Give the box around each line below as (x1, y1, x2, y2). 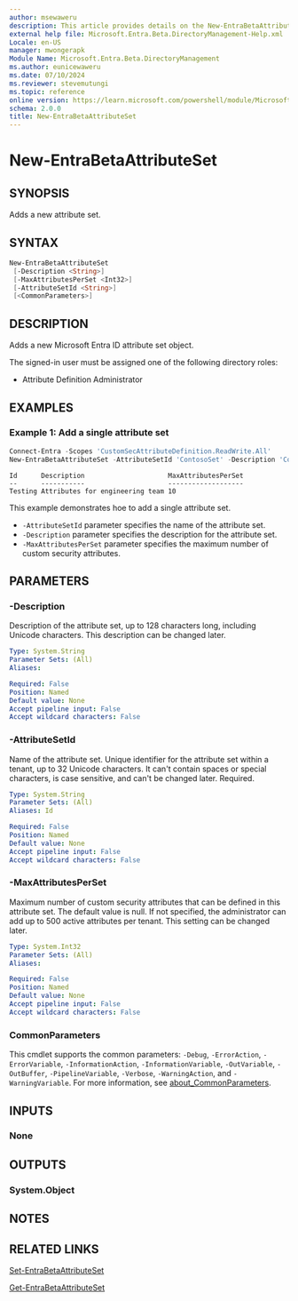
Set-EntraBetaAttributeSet (9, 1265, 105, 1275)
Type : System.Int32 (9, 942, 82, 951)
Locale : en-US (9, 37, 62, 47)
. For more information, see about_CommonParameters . (68, 1077, 272, 1089)
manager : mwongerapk (9, 46, 86, 55)
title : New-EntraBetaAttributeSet (9, 112, 137, 121)
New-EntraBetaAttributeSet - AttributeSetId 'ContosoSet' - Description (9, 455, 276, 464)
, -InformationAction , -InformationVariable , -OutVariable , (60, 1058, 276, 1069)
